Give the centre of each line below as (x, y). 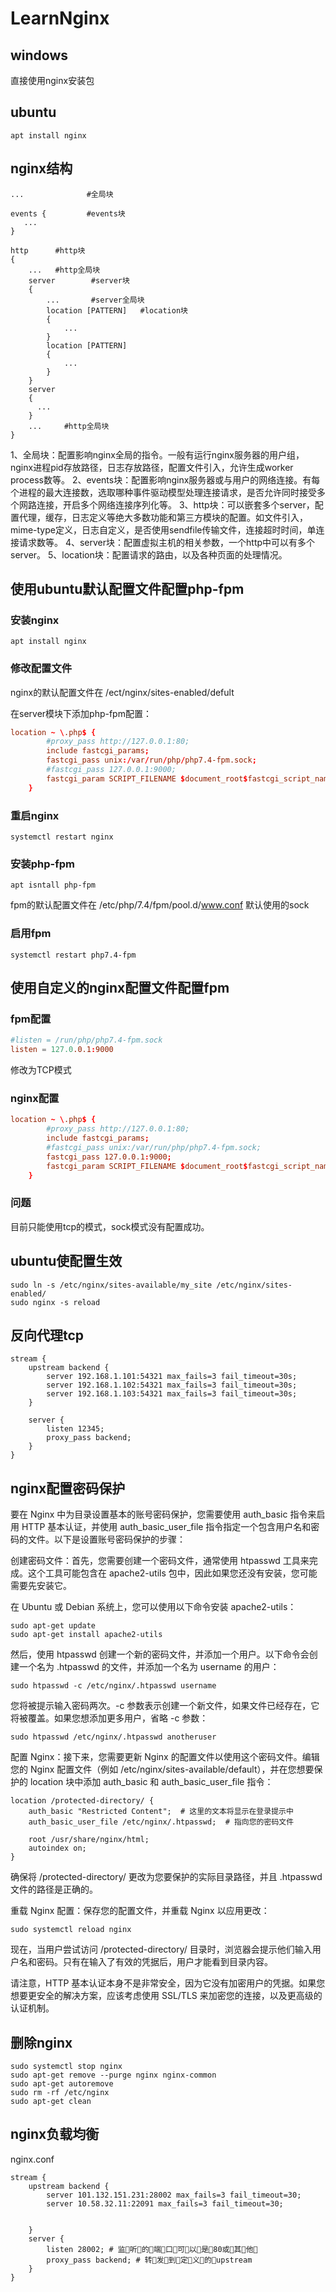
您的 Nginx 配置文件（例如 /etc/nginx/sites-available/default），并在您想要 (162, 1769)
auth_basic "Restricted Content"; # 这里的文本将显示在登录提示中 (161, 1812)
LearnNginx (60, 18)
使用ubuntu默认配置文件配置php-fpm (127, 589)
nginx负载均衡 (55, 2134)
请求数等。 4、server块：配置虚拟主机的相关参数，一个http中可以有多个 (167, 542)
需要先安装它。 (41, 1586)
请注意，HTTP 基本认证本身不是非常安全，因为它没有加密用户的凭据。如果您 (168, 1983)
